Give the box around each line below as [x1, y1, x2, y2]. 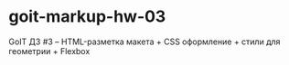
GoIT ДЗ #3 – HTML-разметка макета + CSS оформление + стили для [8, 36, 281, 47]
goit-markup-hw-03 [8, 6, 166, 27]
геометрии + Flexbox [8, 45, 91, 56]
